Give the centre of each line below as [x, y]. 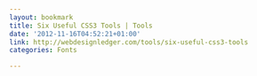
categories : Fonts [43, 50]
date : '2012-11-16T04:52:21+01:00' [75, 34]
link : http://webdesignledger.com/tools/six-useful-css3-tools [129, 42]
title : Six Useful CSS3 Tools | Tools [81, 26]
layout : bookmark [41, 17]
